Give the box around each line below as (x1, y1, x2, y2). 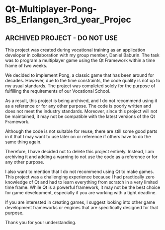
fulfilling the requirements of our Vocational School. (5, 88, 111, 94)
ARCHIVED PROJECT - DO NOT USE (5, 34, 118, 42)
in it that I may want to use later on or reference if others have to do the (5, 134, 151, 139)
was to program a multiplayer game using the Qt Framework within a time (5, 57, 156, 63)
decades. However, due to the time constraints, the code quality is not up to (5, 78, 161, 83)
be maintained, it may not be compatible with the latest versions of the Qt (5, 114, 156, 119)
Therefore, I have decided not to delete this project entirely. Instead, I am (5, 149, 154, 154)
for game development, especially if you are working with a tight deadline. (5, 190, 157, 195)
